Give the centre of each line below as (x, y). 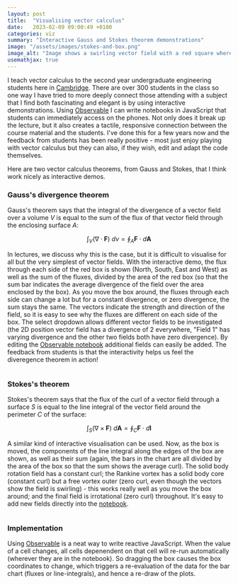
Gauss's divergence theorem (58, 195)
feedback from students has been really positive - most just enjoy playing (114, 140)
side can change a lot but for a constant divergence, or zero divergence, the (119, 299)
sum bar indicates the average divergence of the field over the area (106, 284)
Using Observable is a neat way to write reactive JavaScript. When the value (119, 544)
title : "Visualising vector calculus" (66, 21)
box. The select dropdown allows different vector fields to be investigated (115, 322)
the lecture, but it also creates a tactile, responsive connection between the (117, 125)
